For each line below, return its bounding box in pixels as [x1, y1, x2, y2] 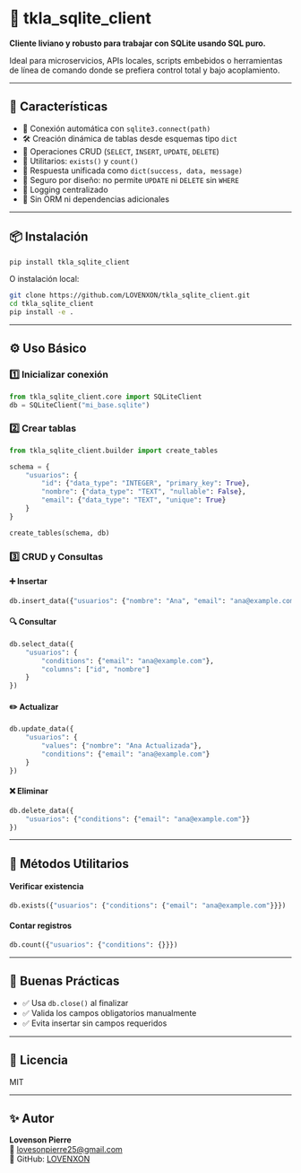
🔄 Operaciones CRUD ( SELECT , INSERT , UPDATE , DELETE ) [21, 145, 219, 156]
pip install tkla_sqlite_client [9, 258, 130, 267]
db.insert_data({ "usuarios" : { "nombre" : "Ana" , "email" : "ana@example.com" [9, 596, 298, 605]
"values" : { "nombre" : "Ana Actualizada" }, [41, 741, 202, 750]
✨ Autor [9, 1110, 55, 1125]
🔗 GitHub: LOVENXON [9, 1153, 90, 1165]
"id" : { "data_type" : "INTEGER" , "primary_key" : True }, [41, 479, 251, 488]
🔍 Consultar [9, 617, 57, 627]
